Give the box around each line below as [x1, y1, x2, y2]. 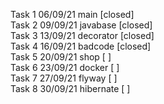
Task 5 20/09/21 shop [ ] [10, 51, 112, 63]
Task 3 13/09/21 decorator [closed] [10, 30, 155, 41]
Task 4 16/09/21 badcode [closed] [10, 40, 152, 52]
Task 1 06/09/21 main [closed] [10, 9, 135, 20]
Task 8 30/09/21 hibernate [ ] [10, 83, 131, 94]
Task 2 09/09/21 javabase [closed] [10, 19, 153, 31]
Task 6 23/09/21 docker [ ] [10, 62, 120, 73]
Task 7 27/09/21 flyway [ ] [10, 72, 118, 84]
